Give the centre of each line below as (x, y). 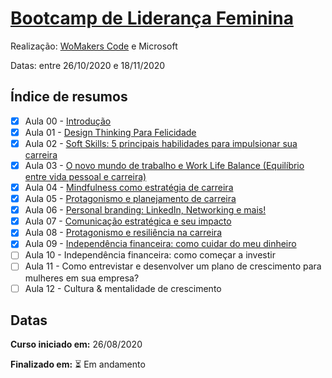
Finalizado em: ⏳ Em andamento (78, 364)
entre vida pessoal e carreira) (85, 176)
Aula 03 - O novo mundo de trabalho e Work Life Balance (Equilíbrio (164, 165)
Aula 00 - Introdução (68, 121)
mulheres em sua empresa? (82, 278)
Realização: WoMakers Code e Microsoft (94, 46)
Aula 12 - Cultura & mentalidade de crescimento (123, 288)
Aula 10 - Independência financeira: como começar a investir (150, 255)
